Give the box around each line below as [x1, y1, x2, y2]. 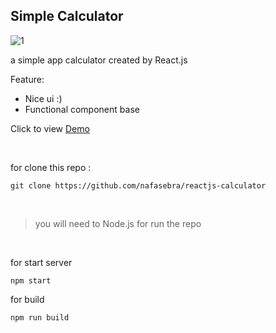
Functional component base [24, 103, 140, 115]
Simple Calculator [10, 8, 124, 25]
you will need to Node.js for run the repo [34, 217, 202, 229]
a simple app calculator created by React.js [10, 54, 188, 66]
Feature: [10, 73, 45, 85]
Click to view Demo [10, 122, 90, 134]
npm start [10, 275, 52, 286]
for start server [10, 256, 73, 268]
